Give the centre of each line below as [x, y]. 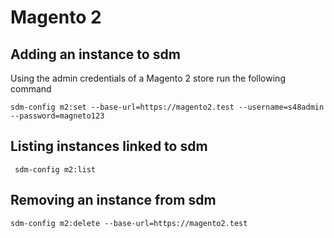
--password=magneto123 [57, 116]
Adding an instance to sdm [95, 54]
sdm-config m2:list [55, 169]
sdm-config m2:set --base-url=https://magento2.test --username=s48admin [167, 107]
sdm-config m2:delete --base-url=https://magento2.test [129, 223]
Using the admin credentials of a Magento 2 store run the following [148, 78]
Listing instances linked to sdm [109, 146]
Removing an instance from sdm [113, 200]
